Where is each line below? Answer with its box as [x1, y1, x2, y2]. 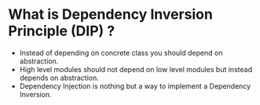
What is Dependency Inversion [8, 5, 214, 24]
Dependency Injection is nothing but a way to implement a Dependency [19, 81, 251, 91]
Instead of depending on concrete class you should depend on [19, 48, 223, 57]
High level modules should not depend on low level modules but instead [19, 64, 253, 74]
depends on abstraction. [19, 73, 100, 82]
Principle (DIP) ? [8, 22, 115, 40]
